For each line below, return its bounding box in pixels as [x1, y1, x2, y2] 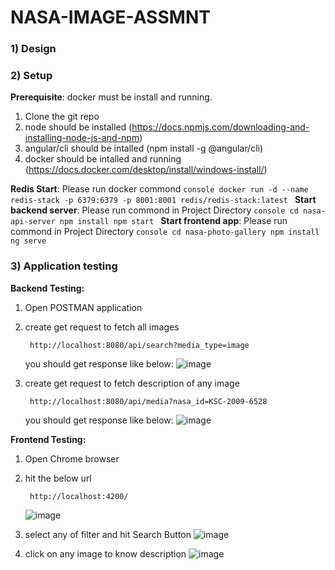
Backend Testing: [10, 282, 85, 294]
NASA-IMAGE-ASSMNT [10, 6, 211, 29]
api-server [10, 217, 56, 227]
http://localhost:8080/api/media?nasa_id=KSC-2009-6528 [29, 396, 268, 406]
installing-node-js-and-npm [24, 132, 140, 144]
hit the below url [24, 472, 92, 484]
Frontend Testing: [10, 433, 87, 445]
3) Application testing [10, 259, 118, 273]
